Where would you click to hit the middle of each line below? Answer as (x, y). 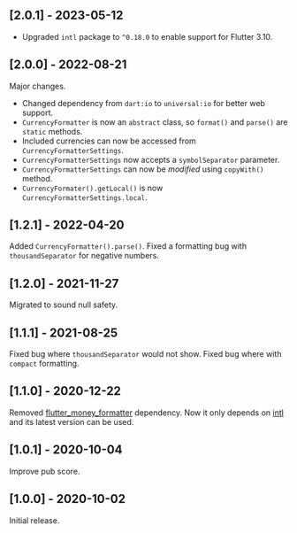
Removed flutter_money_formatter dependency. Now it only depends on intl (147, 413)
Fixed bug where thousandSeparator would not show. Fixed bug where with (145, 354)
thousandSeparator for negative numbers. (84, 256)
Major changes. (38, 86)
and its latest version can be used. (72, 421)
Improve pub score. (45, 471)
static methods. (52, 131)
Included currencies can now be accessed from (109, 141)
